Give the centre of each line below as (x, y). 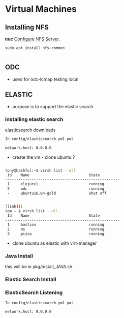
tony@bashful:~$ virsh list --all (41, 171)
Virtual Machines (41, 9)
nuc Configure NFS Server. (32, 39)
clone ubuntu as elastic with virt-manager (54, 243)
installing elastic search (34, 119)
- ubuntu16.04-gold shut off (57, 193)
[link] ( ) (14, 206)
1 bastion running (56, 225)
